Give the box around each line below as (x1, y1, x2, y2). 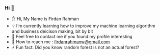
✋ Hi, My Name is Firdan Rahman (11, 16, 79, 22)
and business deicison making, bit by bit (11, 28, 93, 34)
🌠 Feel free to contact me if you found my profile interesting (11, 34, 133, 40)
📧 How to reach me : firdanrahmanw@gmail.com (11, 39, 110, 45)
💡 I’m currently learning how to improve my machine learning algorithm (11, 23, 156, 29)
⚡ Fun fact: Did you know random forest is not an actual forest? (11, 44, 139, 51)
